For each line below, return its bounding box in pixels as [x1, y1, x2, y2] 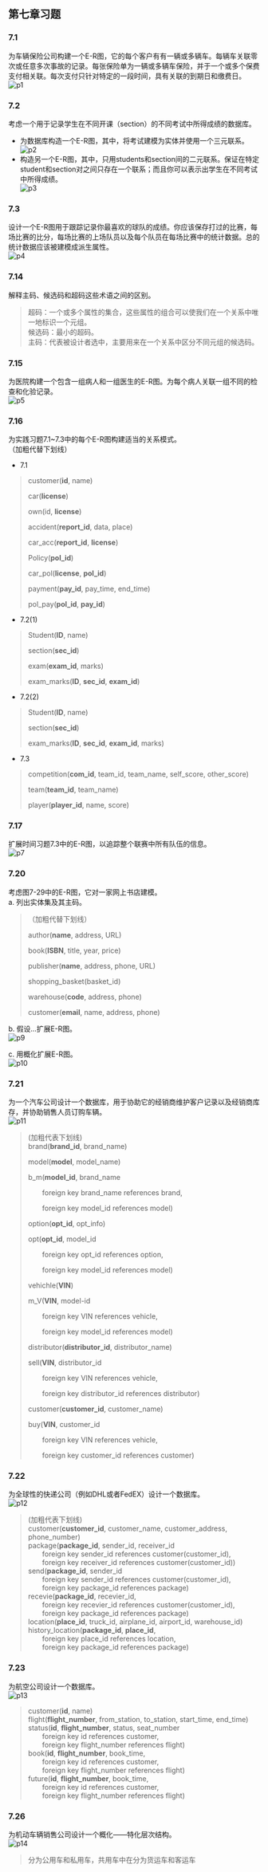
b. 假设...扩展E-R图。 [8, 1024, 77, 1033]
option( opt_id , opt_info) [27, 1219, 106, 1229]
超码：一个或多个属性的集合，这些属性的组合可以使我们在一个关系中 [27, 307, 252, 317]
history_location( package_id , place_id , [27, 1626, 156, 1635]
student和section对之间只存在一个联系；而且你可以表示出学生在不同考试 [19, 164, 258, 174]
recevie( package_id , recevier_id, [27, 1591, 137, 1601]
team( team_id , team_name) [27, 785, 119, 795]
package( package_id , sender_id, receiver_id [27, 1541, 175, 1551]
